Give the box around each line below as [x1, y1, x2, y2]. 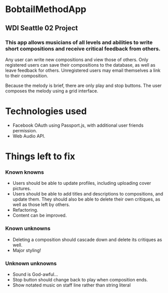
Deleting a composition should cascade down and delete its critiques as [12, 236, 162, 242]
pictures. [12, 185, 31, 191]
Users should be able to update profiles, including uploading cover [12, 180, 151, 186]
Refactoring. [12, 207, 39, 213]
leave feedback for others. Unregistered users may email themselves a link [5, 67, 160, 73]
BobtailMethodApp [5, 4, 87, 15]
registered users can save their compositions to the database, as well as [5, 62, 155, 68]
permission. [12, 127, 37, 133]
